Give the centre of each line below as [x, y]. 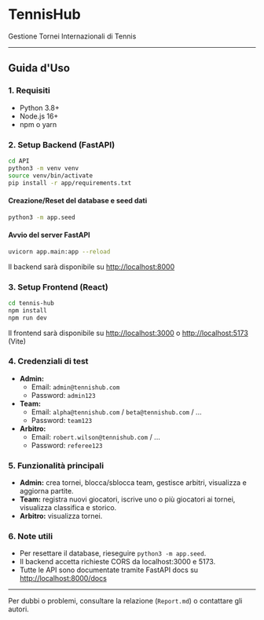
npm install [27, 310]
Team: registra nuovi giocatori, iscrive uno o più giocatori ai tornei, [127, 499]
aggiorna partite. [46, 491]
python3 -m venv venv [44, 168]
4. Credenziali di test [48, 361]
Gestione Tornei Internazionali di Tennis [72, 36]
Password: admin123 [63, 395]
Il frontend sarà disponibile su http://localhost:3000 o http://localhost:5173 [128, 333]
